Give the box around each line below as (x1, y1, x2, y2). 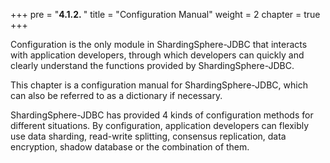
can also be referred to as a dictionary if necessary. (10, 90, 223, 101)
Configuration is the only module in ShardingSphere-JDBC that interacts (10, 39, 308, 50)
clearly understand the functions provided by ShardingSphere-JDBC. (10, 60, 295, 71)
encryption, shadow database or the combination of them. (10, 141, 250, 153)
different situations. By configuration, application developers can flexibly (10, 120, 310, 131)
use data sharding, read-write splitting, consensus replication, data (10, 130, 287, 142)
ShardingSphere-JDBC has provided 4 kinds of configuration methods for (10, 109, 314, 121)
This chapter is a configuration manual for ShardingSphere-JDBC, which (10, 79, 308, 91)
